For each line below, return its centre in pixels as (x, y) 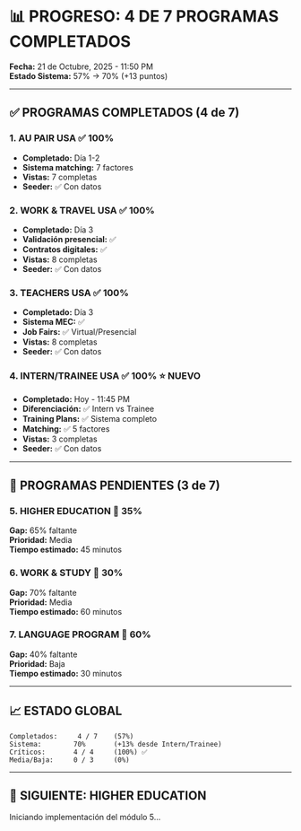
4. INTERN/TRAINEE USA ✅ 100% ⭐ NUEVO (105, 376)
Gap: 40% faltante (43, 654)
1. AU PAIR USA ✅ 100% (62, 138)
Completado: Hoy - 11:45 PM (76, 398)
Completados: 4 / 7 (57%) (72, 736)
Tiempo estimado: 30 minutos (66, 673)
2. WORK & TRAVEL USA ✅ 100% (82, 210)
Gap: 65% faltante (43, 530)
